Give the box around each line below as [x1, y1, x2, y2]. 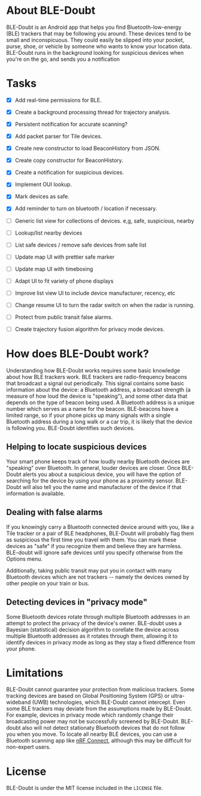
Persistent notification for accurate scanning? [14, 121, 128, 128]
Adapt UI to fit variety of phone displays [14, 277, 114, 285]
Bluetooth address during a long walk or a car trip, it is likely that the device [6, 418, 193, 425]
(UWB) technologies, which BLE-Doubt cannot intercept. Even [32, 699, 185, 706]
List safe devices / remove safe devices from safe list [14, 241, 147, 248]
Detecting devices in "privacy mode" [6, 597, 148, 608]
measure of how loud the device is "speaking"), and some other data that [6, 392, 188, 400]
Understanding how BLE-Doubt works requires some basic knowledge [6, 367, 181, 374]
